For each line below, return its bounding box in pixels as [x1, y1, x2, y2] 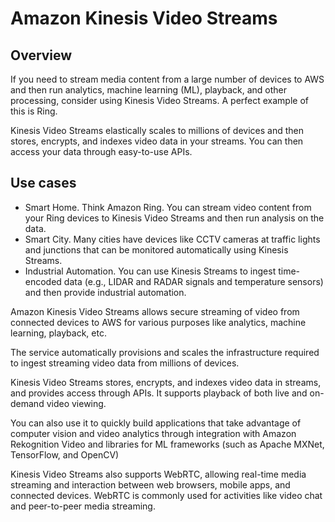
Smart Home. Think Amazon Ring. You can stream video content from [24, 201, 312, 213]
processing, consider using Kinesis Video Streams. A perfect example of [10, 95, 309, 106]
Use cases [10, 175, 77, 192]
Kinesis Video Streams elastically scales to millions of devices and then [10, 125, 304, 136]
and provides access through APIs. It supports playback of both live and [10, 387, 308, 399]
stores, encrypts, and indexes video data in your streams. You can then [10, 135, 304, 147]
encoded [24, 275, 62, 287]
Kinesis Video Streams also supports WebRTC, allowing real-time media [10, 468, 307, 480]
